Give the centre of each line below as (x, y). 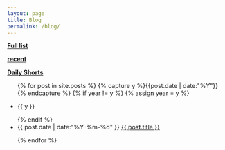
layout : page (26, 13)
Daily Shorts (25, 72)
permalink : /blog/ (34, 26)
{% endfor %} (37, 140)
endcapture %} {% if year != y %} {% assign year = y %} (108, 93)
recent (17, 59)
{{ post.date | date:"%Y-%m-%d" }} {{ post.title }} (89, 127)
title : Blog (24, 20)
